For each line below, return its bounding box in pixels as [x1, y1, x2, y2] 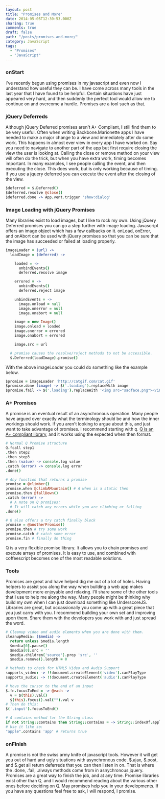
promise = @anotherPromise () [5, 522, 65, 527]
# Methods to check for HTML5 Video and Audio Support [5, 666, 120, 671]
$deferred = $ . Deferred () [5, 186, 58, 190]
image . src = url [14, 342, 48, 347]
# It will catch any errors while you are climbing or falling [10, 504, 141, 509]
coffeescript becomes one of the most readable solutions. [5, 555, 123, 561]
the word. [5, 620, 25, 626]
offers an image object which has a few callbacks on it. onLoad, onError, [5, 228, 151, 234]
